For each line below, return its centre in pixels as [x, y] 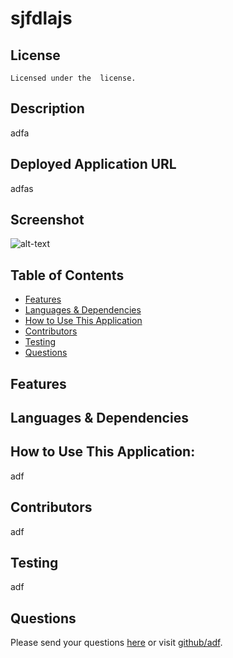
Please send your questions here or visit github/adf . [116, 643]
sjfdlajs [41, 18]
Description [47, 108]
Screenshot [47, 220]
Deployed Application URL [93, 164]
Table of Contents [67, 275]
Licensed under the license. [73, 78]
